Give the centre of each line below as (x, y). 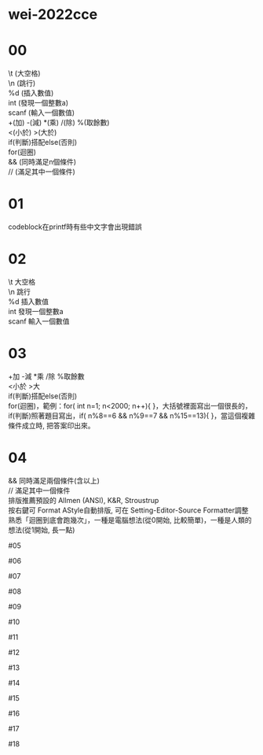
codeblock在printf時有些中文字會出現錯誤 (75, 227)
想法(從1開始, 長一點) (42, 530)
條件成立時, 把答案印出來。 (51, 425)
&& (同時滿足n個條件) (42, 162)
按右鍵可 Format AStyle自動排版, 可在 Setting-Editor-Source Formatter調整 (128, 510)
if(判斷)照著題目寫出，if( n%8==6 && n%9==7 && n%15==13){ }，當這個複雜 (132, 416)
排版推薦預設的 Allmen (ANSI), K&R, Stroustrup (84, 500)
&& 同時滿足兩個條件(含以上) (54, 480)
